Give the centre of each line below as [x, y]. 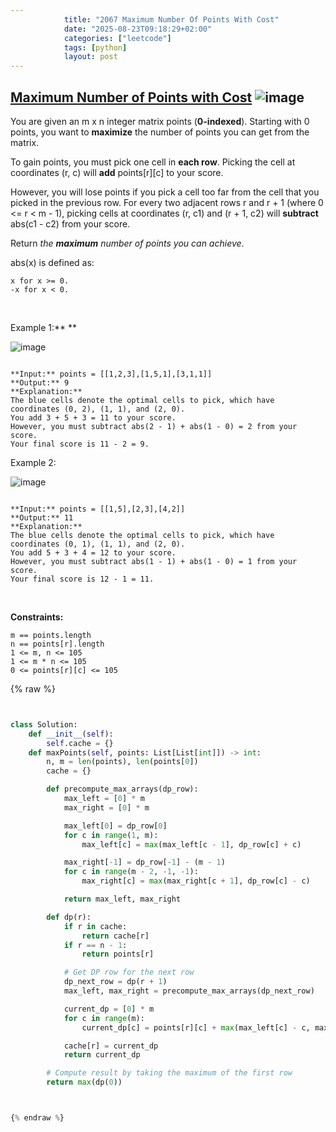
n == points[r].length [57, 644]
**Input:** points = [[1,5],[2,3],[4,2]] [98, 509]
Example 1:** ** [43, 327]
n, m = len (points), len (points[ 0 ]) [122, 762]
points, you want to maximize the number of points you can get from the [160, 132]
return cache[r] [115, 936]
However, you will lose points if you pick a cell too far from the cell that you [165, 192]
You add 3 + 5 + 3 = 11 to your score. [93, 417]
